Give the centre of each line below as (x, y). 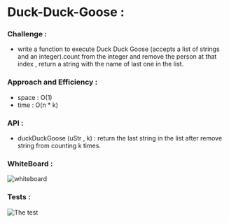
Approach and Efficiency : (53, 82)
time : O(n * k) (37, 105)
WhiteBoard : (30, 164)
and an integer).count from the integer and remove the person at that (117, 57)
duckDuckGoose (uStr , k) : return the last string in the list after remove (120, 138)
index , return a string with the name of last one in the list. (100, 64)
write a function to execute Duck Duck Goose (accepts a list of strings (118, 49)
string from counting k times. (59, 146)
